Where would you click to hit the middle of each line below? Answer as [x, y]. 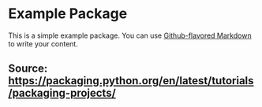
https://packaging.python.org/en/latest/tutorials [131, 81]
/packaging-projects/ [62, 93]
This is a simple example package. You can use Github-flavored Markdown [130, 35]
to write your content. [43, 43]
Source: [28, 69]
